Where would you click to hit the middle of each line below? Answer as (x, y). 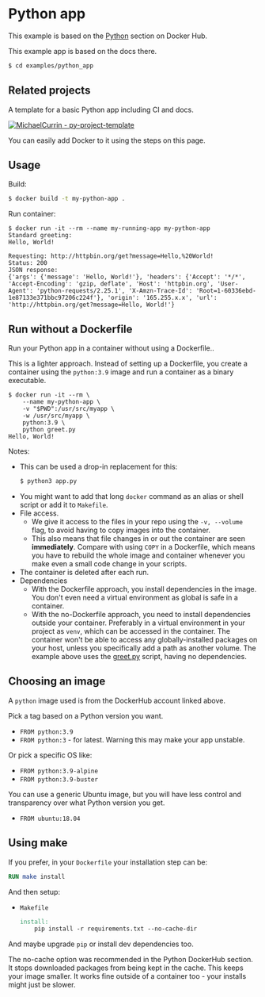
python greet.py (49, 430)
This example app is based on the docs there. (83, 51)
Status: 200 (28, 263)
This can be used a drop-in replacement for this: (98, 467)
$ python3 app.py (48, 481)
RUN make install (37, 876)
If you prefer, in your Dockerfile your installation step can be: (108, 862)
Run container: (32, 214)
